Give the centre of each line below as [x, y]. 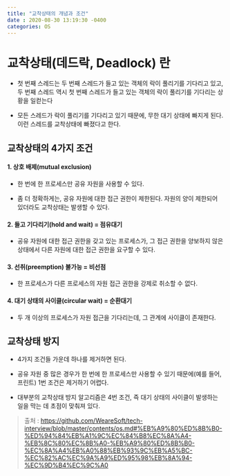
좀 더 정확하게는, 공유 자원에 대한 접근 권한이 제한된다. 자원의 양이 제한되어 [117, 198]
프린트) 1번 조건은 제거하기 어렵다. [63, 382]
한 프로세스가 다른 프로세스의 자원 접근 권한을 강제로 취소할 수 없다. [107, 283]
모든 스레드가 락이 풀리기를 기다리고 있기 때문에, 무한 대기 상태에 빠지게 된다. [120, 116]
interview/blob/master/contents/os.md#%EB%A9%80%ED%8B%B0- [123, 429]
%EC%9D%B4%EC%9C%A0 [66, 466]
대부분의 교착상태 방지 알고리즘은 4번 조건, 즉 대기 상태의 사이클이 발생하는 [118, 397]
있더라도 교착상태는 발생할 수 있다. [63, 207]
